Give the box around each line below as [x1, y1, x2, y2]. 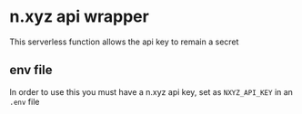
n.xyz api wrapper [9, 6, 150, 27]
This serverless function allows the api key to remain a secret [9, 36, 239, 47]
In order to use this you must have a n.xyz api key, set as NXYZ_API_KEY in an [9, 86, 294, 97]
